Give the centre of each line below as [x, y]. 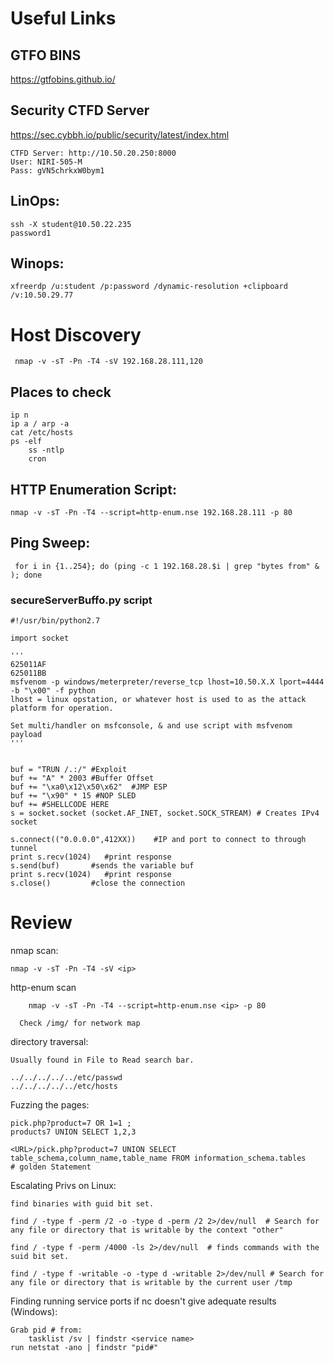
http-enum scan [43, 988]
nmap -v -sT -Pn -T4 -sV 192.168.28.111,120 [108, 362]
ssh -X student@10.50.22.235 [71, 224]
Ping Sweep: [50, 543]
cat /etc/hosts [42, 433]
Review [41, 923]
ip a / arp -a [40, 424]
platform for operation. [62, 708]
